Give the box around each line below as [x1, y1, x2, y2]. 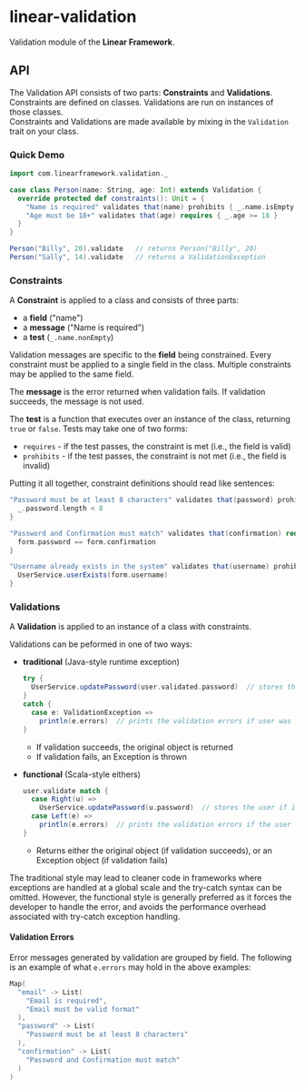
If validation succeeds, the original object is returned [35, 741, 233, 752]
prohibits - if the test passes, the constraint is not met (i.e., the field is [22, 450, 288, 461]
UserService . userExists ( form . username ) [17, 570, 169, 580]
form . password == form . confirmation [17, 537, 156, 547]
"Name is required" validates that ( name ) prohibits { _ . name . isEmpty [25, 202, 295, 211]
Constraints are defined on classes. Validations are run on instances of [9, 96, 274, 107]
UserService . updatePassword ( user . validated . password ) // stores [31, 682, 284, 692]
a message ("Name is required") [22, 322, 145, 333]
